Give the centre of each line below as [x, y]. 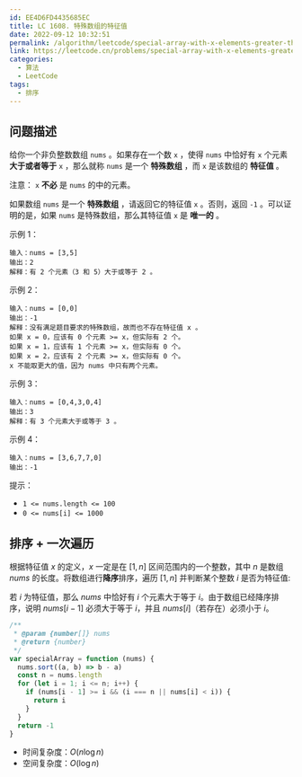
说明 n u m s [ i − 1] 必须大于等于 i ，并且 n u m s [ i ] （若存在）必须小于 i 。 [149, 608]
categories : [31, 59]
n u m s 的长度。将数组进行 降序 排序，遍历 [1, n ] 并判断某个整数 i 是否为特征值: [150, 578]
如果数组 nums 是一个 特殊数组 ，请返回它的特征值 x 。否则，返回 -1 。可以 [147, 204]
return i [49, 701]
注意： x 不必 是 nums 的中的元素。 [72, 185]
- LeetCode [38, 76]
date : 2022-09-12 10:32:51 [60, 34]
